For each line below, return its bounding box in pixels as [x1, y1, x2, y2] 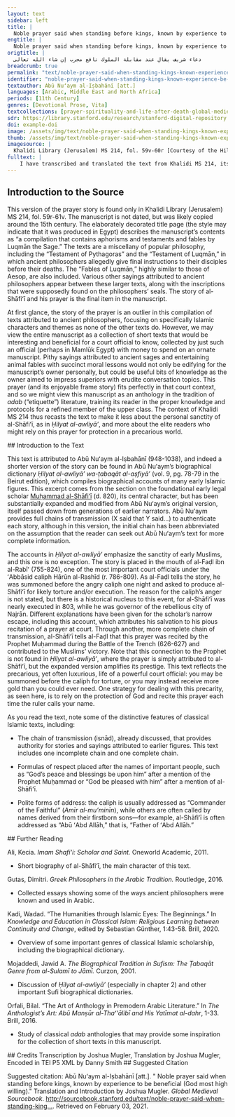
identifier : [7, 75, 42, 83]
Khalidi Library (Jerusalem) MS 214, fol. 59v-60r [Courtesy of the [13, 147, 218, 154]
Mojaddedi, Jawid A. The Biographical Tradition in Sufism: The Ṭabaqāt [7, 959, 214, 968]
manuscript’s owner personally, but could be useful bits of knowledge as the [7, 368, 227, 376]
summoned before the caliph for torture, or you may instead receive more [7, 676, 219, 685]
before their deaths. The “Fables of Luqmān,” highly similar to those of [7, 265, 210, 273]
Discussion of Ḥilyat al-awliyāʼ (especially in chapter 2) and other [17, 980, 206, 989]
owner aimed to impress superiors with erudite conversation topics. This [7, 375, 215, 383]
